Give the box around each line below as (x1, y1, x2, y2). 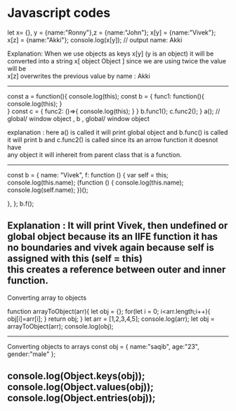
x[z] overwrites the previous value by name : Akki (7, 72, 151, 80)
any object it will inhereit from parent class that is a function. (7, 150, 182, 159)
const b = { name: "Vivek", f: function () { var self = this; (7, 170, 169, 179)
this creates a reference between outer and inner (7, 264, 226, 276)
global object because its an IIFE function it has (7, 231, 218, 243)
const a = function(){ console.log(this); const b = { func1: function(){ (7, 91, 205, 100)
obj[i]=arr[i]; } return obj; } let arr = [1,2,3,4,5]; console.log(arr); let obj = (7, 315, 215, 323)
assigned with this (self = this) (7, 253, 143, 265)
